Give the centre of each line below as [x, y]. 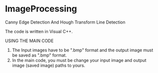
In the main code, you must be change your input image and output [79, 60]
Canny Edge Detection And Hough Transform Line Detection [65, 22]
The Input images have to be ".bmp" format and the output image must [83, 50]
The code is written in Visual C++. [39, 31]
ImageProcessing [41, 9]
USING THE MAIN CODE [29, 41]
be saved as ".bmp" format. [39, 55]
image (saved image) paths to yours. [49, 65]
